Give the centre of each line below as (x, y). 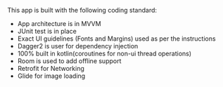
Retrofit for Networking (51, 68)
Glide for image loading (51, 76)
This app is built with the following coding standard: (82, 10)
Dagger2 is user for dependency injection (78, 46)
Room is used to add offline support (69, 61)
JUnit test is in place (47, 31)
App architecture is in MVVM (59, 24)
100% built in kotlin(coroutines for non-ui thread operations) (104, 53)
